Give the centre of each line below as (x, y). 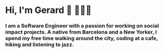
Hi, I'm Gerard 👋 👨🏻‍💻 (48, 10)
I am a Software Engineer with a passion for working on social (82, 26)
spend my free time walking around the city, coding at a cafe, (81, 38)
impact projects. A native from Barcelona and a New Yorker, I (81, 32)
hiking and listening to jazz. (40, 44)
